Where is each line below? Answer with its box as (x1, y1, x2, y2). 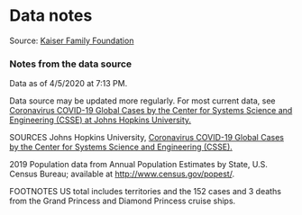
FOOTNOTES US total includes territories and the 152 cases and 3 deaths (9, 186, 282, 197)
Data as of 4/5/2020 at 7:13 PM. (9, 78, 128, 89)
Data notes (9, 5, 93, 26)
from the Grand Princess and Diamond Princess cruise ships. (9, 195, 236, 207)
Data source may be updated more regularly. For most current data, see (9, 95, 276, 106)
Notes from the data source (9, 58, 133, 70)
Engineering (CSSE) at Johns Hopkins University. (9, 114, 192, 126)
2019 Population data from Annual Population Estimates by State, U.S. (9, 159, 268, 170)
